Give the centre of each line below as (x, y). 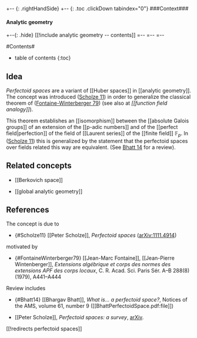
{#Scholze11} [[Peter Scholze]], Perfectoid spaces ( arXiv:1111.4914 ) (96, 236)
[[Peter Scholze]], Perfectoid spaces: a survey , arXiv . (79, 317)
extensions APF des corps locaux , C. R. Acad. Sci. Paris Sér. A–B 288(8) (102, 271)
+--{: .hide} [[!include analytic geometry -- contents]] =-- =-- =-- (85, 35)
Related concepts (39, 166)
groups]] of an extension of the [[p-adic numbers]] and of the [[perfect (92, 127)
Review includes (26, 289)
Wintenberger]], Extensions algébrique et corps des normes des (93, 264)
